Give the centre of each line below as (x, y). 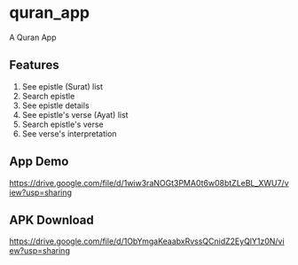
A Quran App (33, 37)
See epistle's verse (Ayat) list (75, 114)
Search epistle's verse (63, 124)
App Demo (39, 162)
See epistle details (56, 105)
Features (34, 65)
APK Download (52, 220)
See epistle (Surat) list (63, 86)
